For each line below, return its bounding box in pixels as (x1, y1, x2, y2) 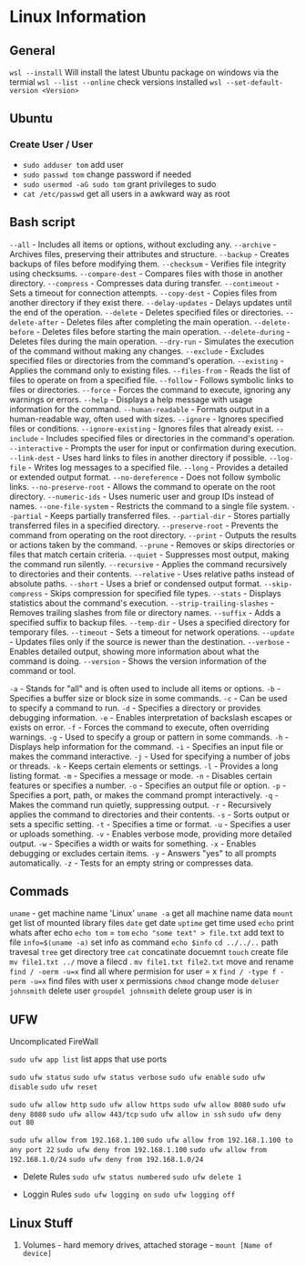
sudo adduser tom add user (22, 159, 125, 170)
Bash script (9, 214, 76, 230)
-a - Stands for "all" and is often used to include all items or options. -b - (9, 682, 281, 694)
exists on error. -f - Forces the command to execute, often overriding (9, 721, 270, 732)
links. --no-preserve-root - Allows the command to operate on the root (9, 481, 276, 492)
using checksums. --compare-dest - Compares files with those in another (9, 267, 284, 279)
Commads (9, 883, 69, 899)
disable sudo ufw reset (9, 1083, 98, 1092)
